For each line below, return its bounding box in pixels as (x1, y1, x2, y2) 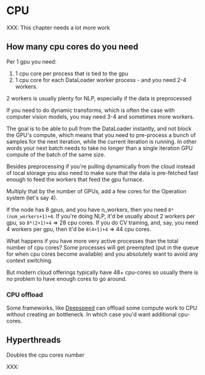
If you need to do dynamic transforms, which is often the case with (6, 106, 175, 114)
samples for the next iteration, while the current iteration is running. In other (6, 138, 197, 145)
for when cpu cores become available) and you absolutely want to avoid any (6, 250, 199, 258)
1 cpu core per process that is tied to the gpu (15, 70, 129, 77)
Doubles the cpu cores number (6, 351, 84, 358)
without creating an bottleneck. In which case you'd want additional (6, 311, 177, 318)
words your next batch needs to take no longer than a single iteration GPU (6, 144, 193, 152)
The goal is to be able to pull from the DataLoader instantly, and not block (6, 125, 192, 132)
